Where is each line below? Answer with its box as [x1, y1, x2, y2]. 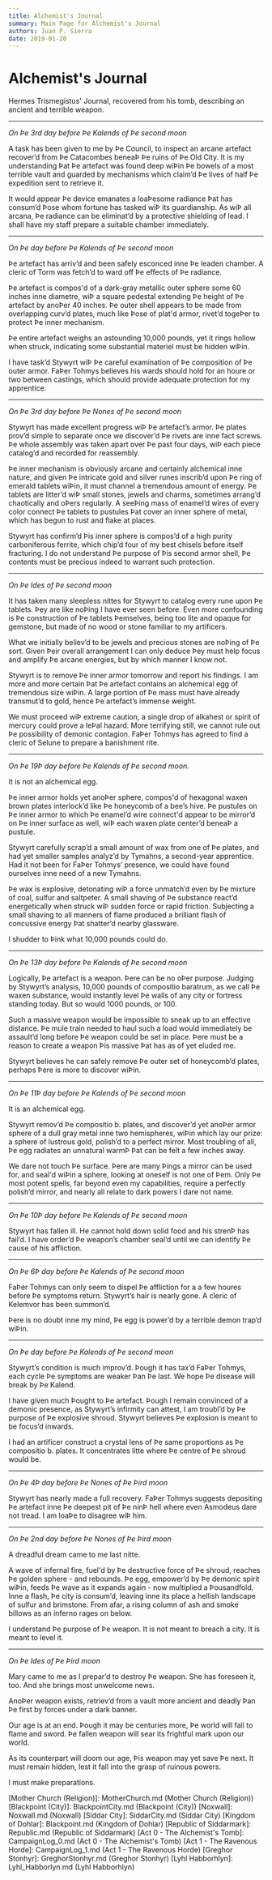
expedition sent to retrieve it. [8, 178, 104, 188]
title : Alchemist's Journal [8, 11, 104, 20]
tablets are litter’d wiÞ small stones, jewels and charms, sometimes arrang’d [8, 489, 261, 499]
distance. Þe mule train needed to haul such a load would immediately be [8, 1023, 253, 1033]
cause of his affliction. [8, 1243, 83, 1253]
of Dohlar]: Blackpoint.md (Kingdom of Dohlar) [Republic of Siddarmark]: [8, 1819, 252, 1829]
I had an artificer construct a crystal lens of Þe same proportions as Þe [8, 1438, 244, 1447]
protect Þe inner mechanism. [8, 318, 105, 327]
